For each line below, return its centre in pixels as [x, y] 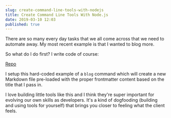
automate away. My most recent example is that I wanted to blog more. [80, 44]
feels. [11, 111]
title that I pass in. [24, 85]
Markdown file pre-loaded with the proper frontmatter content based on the [85, 79]
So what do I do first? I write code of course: [52, 54]
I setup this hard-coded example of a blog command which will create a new [86, 74]
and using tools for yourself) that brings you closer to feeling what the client [85, 106]
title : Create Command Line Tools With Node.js [57, 15]
